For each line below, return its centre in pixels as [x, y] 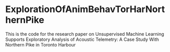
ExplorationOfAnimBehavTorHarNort [85, 9]
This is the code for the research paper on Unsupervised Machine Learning [85, 34]
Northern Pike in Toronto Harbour [40, 44]
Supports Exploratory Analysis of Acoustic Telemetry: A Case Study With [82, 39]
